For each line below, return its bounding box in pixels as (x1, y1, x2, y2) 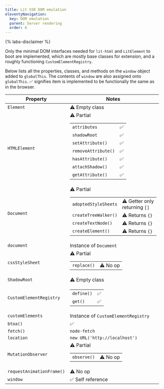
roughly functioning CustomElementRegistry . (5, 59, 93, 65)
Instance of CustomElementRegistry (70, 313, 150, 320)
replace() (72, 263, 95, 268)
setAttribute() (72, 140, 107, 146)
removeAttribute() (72, 148, 115, 154)
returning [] (122, 204, 150, 211)
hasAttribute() (72, 156, 107, 162)
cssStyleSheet (7, 260, 41, 266)
